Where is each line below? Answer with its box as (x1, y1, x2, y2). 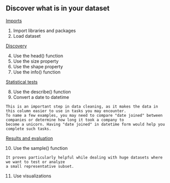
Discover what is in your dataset (6, 4, 110, 13)
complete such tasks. (6, 126, 52, 132)
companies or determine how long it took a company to (6, 117, 124, 122)
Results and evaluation (6, 135, 53, 141)
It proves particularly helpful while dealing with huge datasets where (6, 155, 163, 160)
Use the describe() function (13, 89, 71, 95)
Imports (6, 17, 22, 23)
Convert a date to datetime (13, 94, 70, 100)
